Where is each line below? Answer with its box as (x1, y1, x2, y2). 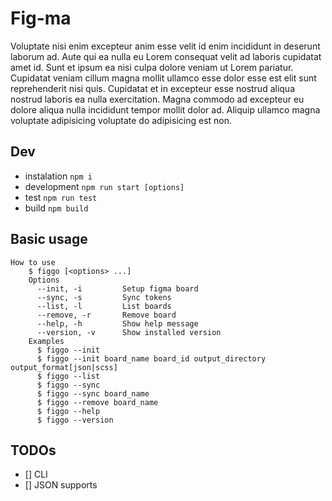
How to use (10, 257, 56, 267)
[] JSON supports (24, 479, 98, 491)
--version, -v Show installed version (36, 327, 222, 337)
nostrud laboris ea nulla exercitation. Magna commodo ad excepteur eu (10, 93, 305, 105)
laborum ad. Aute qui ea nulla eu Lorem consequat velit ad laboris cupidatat (10, 50, 322, 62)
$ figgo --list (36, 371, 101, 381)
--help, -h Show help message (36, 318, 199, 329)
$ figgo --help (36, 406, 101, 416)
